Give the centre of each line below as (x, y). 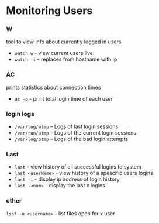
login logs (20, 114)
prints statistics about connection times (53, 87)
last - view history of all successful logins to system (78, 167)
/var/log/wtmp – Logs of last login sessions (66, 126)
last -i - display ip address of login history (67, 179)
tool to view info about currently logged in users (64, 42)
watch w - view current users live (54, 53)
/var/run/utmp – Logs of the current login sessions (75, 133)
